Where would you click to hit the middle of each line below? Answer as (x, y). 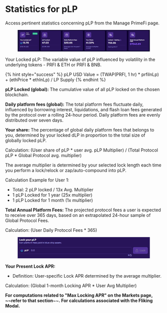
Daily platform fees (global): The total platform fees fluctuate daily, (74, 104)
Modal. (13, 306)
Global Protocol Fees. (27, 221)
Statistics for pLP (42, 9)
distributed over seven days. (34, 120)
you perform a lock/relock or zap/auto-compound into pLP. (66, 170)
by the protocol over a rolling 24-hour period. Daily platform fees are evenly (83, 115)
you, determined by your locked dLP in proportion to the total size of (75, 135)
